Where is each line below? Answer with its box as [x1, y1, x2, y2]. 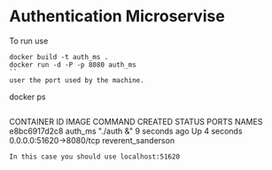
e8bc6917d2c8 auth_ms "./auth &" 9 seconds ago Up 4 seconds [9, 126, 243, 136]
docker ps [9, 91, 46, 102]
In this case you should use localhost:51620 [9, 152, 180, 161]
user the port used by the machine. [9, 75, 144, 85]
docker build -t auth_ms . [9, 52, 109, 61]
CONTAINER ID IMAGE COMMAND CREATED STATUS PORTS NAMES [9, 116, 263, 127]
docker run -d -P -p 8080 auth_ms [9, 60, 137, 69]
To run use [9, 35, 49, 46]
